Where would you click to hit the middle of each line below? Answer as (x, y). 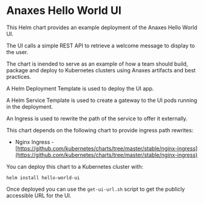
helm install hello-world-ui (43, 178)
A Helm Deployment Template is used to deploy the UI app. (80, 88)
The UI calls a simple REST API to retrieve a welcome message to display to (101, 46)
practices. (19, 76)
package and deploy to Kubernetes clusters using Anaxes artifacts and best (101, 70)
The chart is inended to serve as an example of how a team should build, (97, 64)
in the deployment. (30, 106)
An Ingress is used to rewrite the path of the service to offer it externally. (97, 118)
